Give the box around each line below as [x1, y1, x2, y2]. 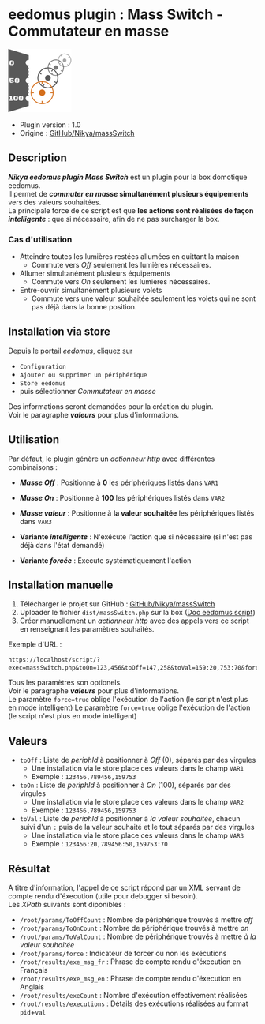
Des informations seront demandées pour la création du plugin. [8, 401, 214, 411]
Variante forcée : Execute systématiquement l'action [19, 555, 192, 565]
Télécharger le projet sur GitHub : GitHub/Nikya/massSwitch [19, 599, 215, 609]
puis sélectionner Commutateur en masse [19, 386, 156, 396]
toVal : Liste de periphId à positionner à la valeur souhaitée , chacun [19, 814, 241, 823]
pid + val [19, 1007, 47, 1017]
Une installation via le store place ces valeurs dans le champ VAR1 [31, 763, 244, 773]
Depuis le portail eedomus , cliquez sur [8, 346, 133, 355]
